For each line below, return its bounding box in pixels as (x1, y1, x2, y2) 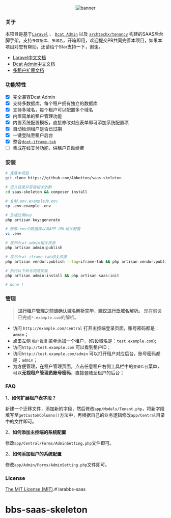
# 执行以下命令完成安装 (5, 268, 48, 274)
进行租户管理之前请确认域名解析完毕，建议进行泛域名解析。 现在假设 (17, 308, 162, 314)
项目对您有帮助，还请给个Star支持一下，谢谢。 (5, 44, 103, 50)
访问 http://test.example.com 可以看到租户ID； (12, 344, 111, 350)
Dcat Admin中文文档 (12, 61, 55, 67)
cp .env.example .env (5, 203, 51, 208)
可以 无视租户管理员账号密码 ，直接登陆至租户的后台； (12, 369, 125, 375)
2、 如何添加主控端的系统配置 (5, 429, 66, 435)
